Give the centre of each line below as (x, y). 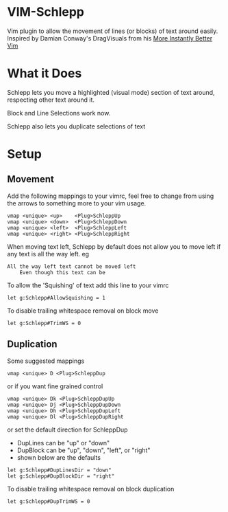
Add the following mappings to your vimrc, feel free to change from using (111, 196)
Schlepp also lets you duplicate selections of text (76, 126)
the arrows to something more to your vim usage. (77, 203)
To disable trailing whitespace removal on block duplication (91, 489)
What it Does (45, 74)
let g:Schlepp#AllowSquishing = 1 (56, 298)
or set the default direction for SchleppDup (67, 430)
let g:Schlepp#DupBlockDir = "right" (61, 476)
